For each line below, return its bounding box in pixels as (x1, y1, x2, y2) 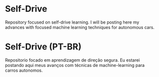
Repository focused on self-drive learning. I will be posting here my (5, 19, 140, 25)
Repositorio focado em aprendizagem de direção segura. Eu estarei (5, 57, 140, 63)
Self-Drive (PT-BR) (5, 41, 81, 52)
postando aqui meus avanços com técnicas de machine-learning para (5, 62, 145, 68)
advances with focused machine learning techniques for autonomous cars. (5, 24, 155, 30)
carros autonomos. (5, 67, 43, 73)
